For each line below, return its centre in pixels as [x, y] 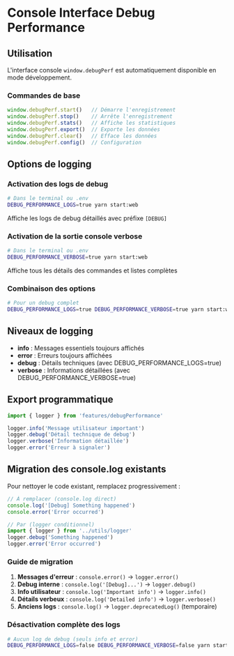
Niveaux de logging [50, 331]
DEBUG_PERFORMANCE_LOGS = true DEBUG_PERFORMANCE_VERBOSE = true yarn [106, 310]
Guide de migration [40, 561]
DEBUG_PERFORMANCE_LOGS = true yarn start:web [73, 205]
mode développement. [39, 77]
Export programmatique [60, 400]
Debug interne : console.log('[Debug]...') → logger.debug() [107, 584]
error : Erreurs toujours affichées [65, 355]
